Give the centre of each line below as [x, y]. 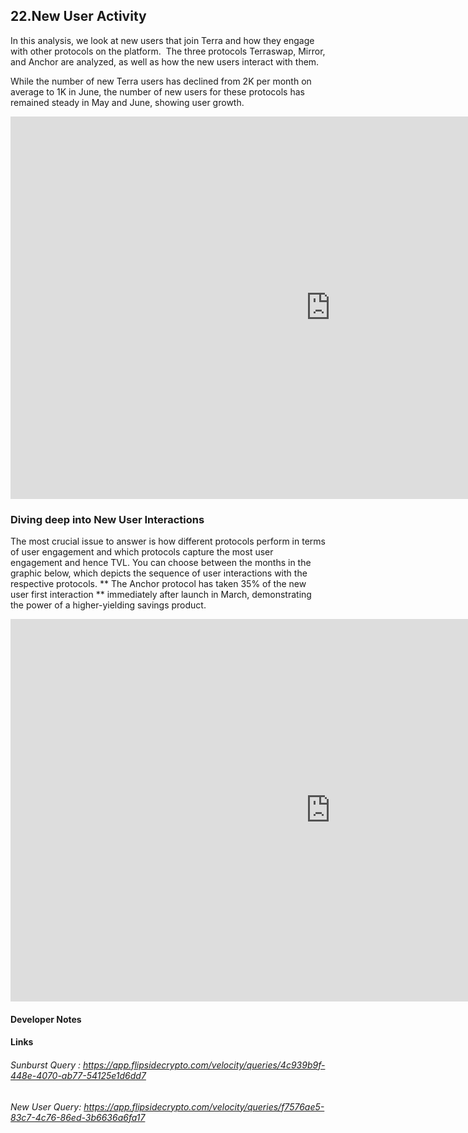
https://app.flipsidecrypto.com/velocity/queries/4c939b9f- [204, 1065]
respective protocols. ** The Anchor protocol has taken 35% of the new [158, 584]
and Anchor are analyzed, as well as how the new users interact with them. [165, 61]
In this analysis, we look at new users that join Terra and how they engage [162, 40]
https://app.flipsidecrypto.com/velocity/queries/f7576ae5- [204, 1106]
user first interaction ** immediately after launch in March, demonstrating [161, 595]
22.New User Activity [78, 16]
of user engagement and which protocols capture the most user [142, 552]
